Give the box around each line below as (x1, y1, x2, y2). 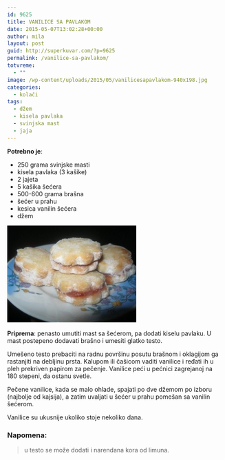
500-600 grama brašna (17, 189, 84, 198)
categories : (7, 83, 41, 91)
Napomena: (7, 430, 47, 440)
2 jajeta (17, 175, 39, 183)
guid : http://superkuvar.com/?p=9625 (7, 48, 116, 54)
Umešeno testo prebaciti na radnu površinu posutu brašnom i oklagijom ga (7, 350, 219, 358)
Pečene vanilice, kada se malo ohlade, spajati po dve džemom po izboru (7, 385, 212, 393)
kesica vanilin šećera (17, 204, 77, 213)
